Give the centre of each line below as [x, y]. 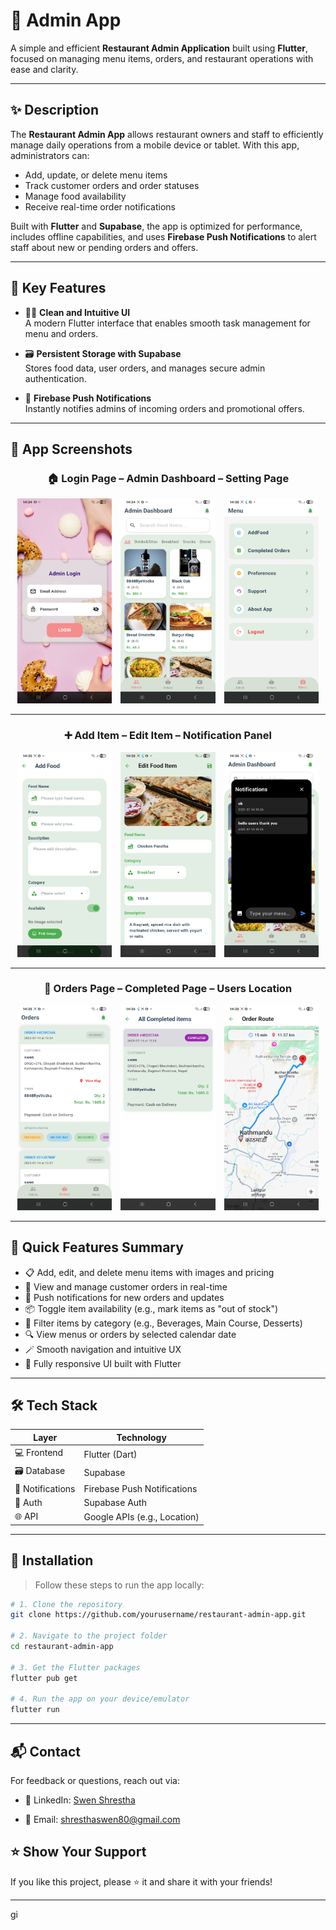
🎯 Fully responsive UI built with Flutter [103, 1363]
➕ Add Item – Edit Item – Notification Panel [168, 736]
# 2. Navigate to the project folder [89, 1636]
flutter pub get [44, 1678]
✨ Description [54, 110]
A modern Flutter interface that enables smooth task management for [167, 323]
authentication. [55, 378]
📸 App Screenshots [71, 449]
